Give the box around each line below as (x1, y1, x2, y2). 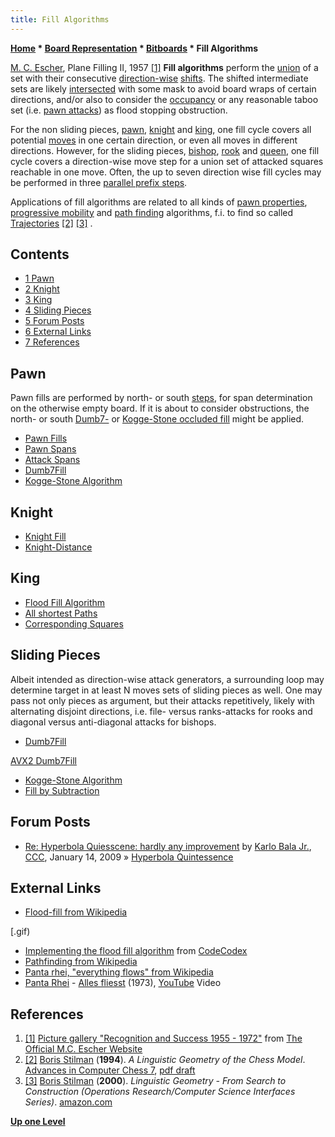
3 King (24, 294, 53, 306)
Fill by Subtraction (24, 784, 100, 796)
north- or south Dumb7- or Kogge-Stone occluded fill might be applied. (10, 413, 305, 425)
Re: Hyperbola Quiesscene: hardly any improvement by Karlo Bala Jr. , (24, 840, 312, 852)
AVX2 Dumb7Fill (10, 754, 77, 766)
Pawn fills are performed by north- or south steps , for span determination (10, 392, 313, 404)
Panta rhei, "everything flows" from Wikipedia (24, 966, 214, 978)
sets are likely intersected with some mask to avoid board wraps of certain (10, 82, 317, 95)
